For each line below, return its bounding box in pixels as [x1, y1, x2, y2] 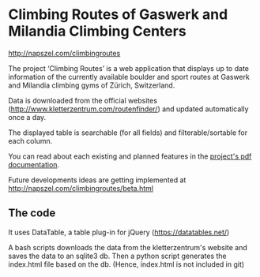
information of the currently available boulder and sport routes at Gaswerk [8, 72, 251, 81]
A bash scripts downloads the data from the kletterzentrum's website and [8, 242, 247, 252]
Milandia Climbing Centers [8, 22, 187, 40]
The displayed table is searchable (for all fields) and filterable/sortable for [8, 128, 247, 137]
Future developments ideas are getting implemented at [8, 175, 187, 185]
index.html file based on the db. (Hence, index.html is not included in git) [8, 259, 245, 269]
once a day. [8, 112, 47, 122]
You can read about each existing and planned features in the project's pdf [8, 152, 252, 161]
